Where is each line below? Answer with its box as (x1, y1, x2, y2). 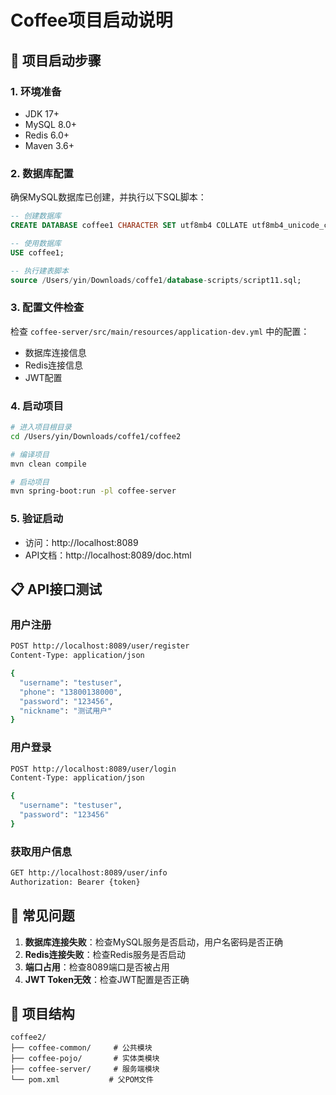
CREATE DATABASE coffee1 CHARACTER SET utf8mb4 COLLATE (10, 221, 248, 231)
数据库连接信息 (24, 346, 87, 358)
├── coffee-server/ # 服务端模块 (10, 1064, 160, 1075)
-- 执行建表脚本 (10, 266, 69, 276)
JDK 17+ (24, 107, 60, 120)
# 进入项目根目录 (10, 422, 72, 433)
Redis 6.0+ (24, 129, 70, 141)
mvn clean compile (10, 459, 87, 469)
